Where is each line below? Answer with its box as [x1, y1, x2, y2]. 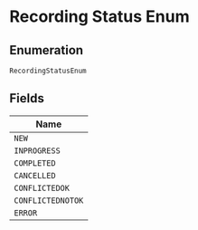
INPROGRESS [14, 145, 61, 156]
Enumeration [9, 43, 84, 58]
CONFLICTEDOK [14, 183, 71, 193]
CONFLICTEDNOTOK [14, 195, 84, 206]
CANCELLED [14, 170, 56, 180]
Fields [9, 91, 45, 106]
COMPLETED [14, 158, 56, 168]
